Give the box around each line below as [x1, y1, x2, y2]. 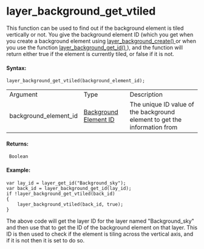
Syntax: [6, 64, 27, 71]
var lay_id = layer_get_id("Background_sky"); [6, 180, 126, 186]
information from [129, 123, 178, 132]
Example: [6, 166, 31, 174]
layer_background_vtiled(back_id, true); [17, 201, 123, 208]
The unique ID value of [129, 100, 194, 109]
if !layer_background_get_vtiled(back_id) [6, 191, 115, 197]
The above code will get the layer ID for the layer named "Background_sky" [6, 217, 194, 225]
